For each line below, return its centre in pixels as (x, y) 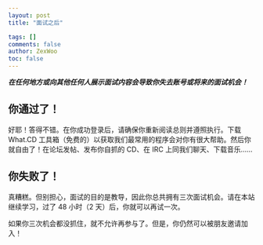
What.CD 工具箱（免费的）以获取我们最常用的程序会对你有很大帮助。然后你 (130, 139)
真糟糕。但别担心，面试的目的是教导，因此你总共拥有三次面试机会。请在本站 (131, 196)
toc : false (26, 59)
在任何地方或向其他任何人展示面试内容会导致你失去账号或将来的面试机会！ (128, 82)
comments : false (34, 44)
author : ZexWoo (33, 52)
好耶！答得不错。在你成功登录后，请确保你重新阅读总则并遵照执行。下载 (124, 130)
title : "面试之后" (36, 23)
